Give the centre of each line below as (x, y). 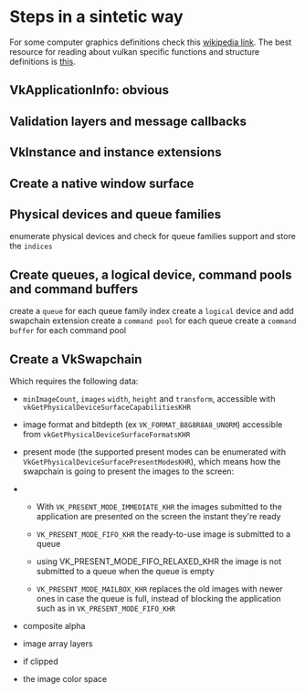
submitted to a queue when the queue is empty (125, 571)
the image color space (65, 678)
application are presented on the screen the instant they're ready (158, 516)
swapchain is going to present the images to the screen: (128, 471)
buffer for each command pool (68, 331)
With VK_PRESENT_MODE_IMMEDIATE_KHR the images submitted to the (159, 506)
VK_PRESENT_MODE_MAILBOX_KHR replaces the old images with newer (159, 588)
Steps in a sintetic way (97, 17)
